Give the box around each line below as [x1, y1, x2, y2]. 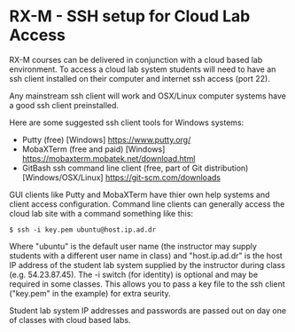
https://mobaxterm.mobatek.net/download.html [21, 153, 196, 163]
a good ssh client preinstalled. [9, 99, 120, 110]
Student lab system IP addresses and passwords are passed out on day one [9, 304, 286, 316]
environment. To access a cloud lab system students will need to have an [9, 64, 276, 75]
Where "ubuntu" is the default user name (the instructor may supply [9, 241, 257, 251]
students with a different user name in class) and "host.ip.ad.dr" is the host [9, 250, 283, 261]
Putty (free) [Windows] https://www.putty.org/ [21, 134, 191, 145]
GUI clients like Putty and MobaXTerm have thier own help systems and [9, 189, 270, 200]
